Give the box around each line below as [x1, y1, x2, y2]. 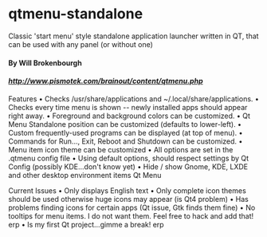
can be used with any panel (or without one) [8, 39, 154, 49]
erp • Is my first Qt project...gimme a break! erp [8, 219, 165, 229]
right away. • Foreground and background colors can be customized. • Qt [8, 111, 251, 120]
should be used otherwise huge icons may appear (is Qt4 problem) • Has [8, 194, 249, 203]
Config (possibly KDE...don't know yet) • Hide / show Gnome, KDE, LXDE [8, 161, 249, 172]
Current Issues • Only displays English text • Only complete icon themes [8, 185, 247, 196]
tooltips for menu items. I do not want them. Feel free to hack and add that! [8, 211, 254, 220]
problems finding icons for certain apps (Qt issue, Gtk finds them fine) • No [8, 203, 256, 212]
